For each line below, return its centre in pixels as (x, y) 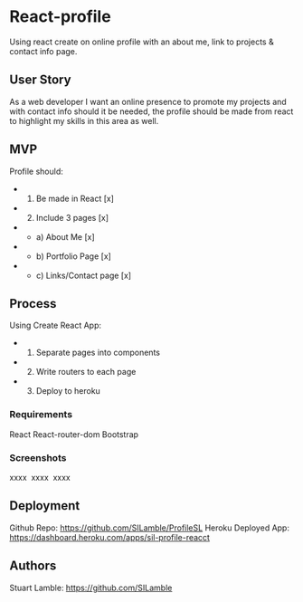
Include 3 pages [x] (72, 217)
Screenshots (38, 457)
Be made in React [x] (75, 198)
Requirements (41, 415)
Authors (33, 566)
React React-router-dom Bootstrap (74, 434)
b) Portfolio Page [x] (73, 256)
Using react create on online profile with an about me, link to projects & (142, 42)
